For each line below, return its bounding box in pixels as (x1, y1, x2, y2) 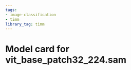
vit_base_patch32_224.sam (5, 54, 127, 66)
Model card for (5, 44, 69, 55)
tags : (5, 7, 17, 13)
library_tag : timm (5, 21, 45, 27)
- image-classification (5, 12, 57, 17)
